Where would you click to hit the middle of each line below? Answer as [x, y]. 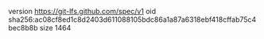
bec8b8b [23, 28]
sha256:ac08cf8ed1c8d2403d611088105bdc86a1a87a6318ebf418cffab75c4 [132, 19]
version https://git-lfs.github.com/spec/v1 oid [82, 11]
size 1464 [55, 28]
